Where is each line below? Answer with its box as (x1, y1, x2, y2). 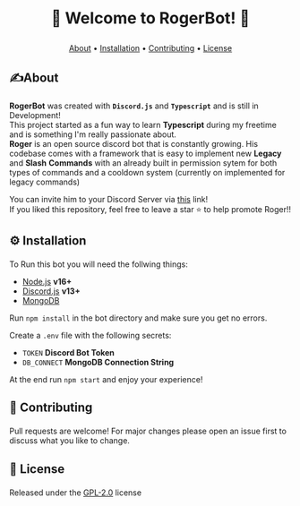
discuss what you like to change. (9, 435, 130, 446)
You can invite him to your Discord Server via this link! (9, 193, 209, 204)
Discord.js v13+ (21, 286, 81, 296)
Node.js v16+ (21, 276, 73, 287)
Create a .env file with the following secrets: (9, 330, 172, 340)
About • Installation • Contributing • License (68, 43, 233, 54)
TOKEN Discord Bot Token (21, 347, 115, 357)
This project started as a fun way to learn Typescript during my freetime (9, 119, 278, 130)
